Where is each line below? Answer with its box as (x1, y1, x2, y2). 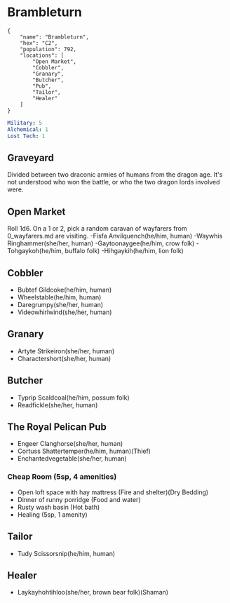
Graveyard (7, 151, 55, 163)
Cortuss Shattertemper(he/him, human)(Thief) (17, 447, 151, 456)
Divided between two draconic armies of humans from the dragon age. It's (7, 170, 223, 179)
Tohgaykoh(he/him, (7, 247, 64, 255)
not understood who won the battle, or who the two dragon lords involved (7, 178, 220, 187)
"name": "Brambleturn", (20, 33, 90, 41)
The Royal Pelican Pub (7, 421, 107, 433)
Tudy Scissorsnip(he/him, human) (17, 549, 116, 557)
